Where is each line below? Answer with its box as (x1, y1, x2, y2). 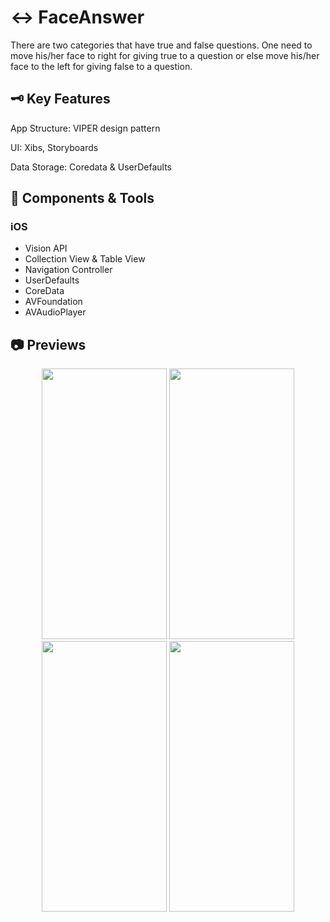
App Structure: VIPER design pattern (10, 122, 161, 134)
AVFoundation (24, 296, 83, 308)
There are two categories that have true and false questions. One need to (10, 39, 313, 51)
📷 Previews (10, 336, 87, 353)
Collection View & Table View (24, 253, 146, 265)
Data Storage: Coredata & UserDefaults (10, 161, 172, 173)
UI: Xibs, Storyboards (10, 141, 99, 153)
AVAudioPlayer (24, 306, 87, 318)
